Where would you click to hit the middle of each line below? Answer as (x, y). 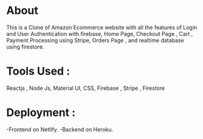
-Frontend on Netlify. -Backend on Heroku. (60, 129)
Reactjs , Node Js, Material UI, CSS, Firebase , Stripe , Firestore (86, 88)
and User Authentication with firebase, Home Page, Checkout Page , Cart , (100, 33)
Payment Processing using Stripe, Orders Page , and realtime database (95, 40)
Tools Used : (38, 71)
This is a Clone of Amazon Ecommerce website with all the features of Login (102, 27)
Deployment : (41, 113)
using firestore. (25, 47)
